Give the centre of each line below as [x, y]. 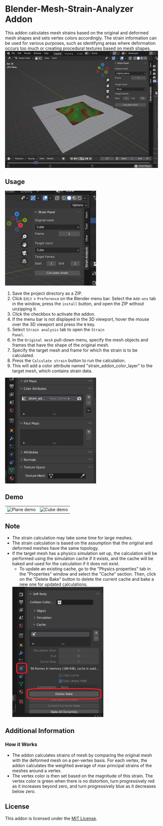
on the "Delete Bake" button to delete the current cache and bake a [87, 579]
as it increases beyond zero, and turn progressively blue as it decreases [84, 786]
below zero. [24, 791]
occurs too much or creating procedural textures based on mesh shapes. [78, 48]
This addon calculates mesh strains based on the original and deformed [77, 33]
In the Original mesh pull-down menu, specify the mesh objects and [80, 340]
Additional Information [40, 731]
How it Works [21, 744]
